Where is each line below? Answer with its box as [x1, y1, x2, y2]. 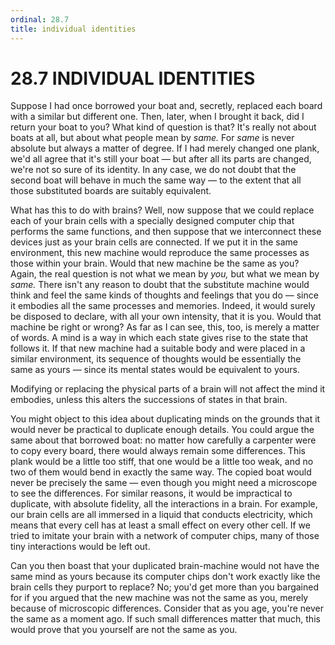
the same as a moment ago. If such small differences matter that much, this [10, 613, 321, 625]
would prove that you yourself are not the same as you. [10, 624, 238, 636]
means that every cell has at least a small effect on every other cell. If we [10, 519, 311, 531]
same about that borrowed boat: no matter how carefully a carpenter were [10, 434, 317, 446]
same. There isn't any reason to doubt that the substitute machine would [10, 279, 310, 291]
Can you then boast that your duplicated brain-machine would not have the [10, 560, 320, 572]
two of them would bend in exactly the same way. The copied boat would [10, 466, 312, 478]
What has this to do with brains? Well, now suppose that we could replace [10, 204, 315, 216]
